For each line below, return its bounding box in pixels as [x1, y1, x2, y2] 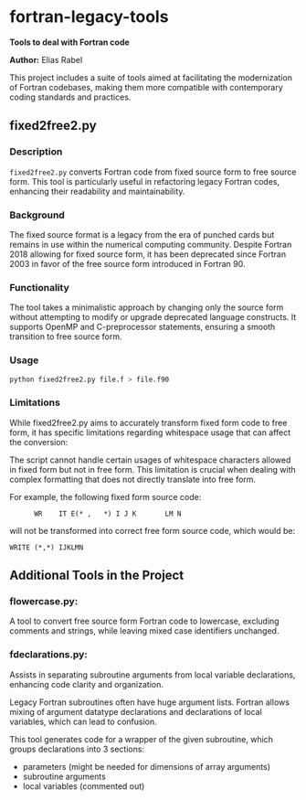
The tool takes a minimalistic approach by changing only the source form [9, 302, 284, 313]
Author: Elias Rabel [9, 54, 83, 65]
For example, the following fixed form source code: [9, 491, 202, 502]
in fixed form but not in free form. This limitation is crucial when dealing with [9, 464, 297, 475]
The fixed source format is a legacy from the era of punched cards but [9, 229, 275, 240]
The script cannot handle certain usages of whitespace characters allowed [9, 454, 291, 465]
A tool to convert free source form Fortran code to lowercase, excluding [9, 615, 280, 627]
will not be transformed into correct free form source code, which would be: [9, 525, 295, 536]
